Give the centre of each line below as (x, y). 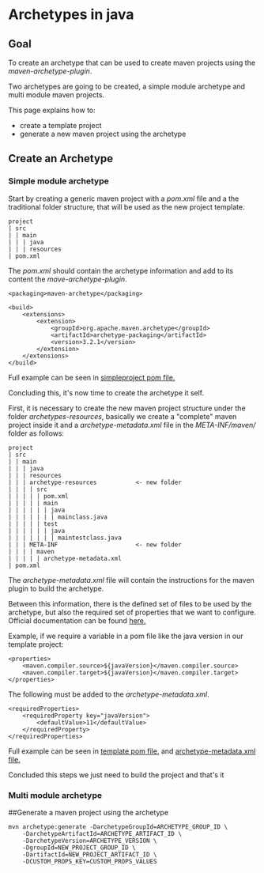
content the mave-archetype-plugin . (68, 279)
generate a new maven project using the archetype (103, 134)
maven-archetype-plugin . (50, 71)
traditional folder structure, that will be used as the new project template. (126, 206)
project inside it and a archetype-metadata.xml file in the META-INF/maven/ (132, 425)
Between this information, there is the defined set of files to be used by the (130, 603)
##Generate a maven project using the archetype (88, 812)
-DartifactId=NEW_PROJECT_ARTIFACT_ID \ (90, 854)
